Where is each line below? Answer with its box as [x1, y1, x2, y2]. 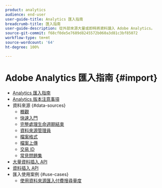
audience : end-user [5, 12, 46, 17]
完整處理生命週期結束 [20, 121, 64, 127]
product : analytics [5, 7, 46, 13]
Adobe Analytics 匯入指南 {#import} [5, 72, 158, 83]
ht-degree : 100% [5, 45, 39, 50]
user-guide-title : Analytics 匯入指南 [5, 17, 84, 22]
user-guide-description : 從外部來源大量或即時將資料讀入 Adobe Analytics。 [5, 26, 155, 31]
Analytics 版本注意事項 [12, 96, 60, 102]
